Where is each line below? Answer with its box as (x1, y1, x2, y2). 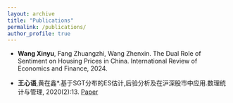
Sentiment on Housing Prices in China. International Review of (17, 57, 198, 66)
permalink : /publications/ (7, 23, 87, 30)
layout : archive (7, 10, 55, 18)
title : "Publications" (7, 17, 74, 24)
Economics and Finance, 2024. (17, 64, 108, 73)
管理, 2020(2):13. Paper (30, 87, 99, 96)
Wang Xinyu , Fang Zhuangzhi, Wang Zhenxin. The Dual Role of (17, 49, 202, 58)
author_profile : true (7, 30, 71, 37)
